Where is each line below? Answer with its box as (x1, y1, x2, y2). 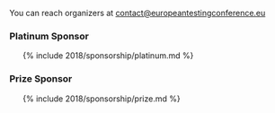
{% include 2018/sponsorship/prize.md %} (22, 93, 182, 104)
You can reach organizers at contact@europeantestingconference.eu (9, 8, 266, 18)
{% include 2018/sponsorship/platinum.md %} (22, 50, 194, 61)
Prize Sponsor (9, 73, 73, 85)
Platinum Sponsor (9, 30, 90, 42)
